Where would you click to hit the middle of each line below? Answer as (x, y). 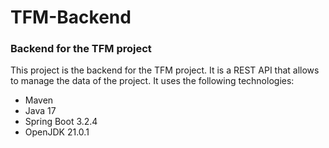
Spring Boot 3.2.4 (61, 122)
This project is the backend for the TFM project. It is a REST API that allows (165, 70)
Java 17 (40, 111)
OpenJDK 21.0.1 (57, 132)
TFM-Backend (71, 17)
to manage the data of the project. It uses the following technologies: (152, 81)
